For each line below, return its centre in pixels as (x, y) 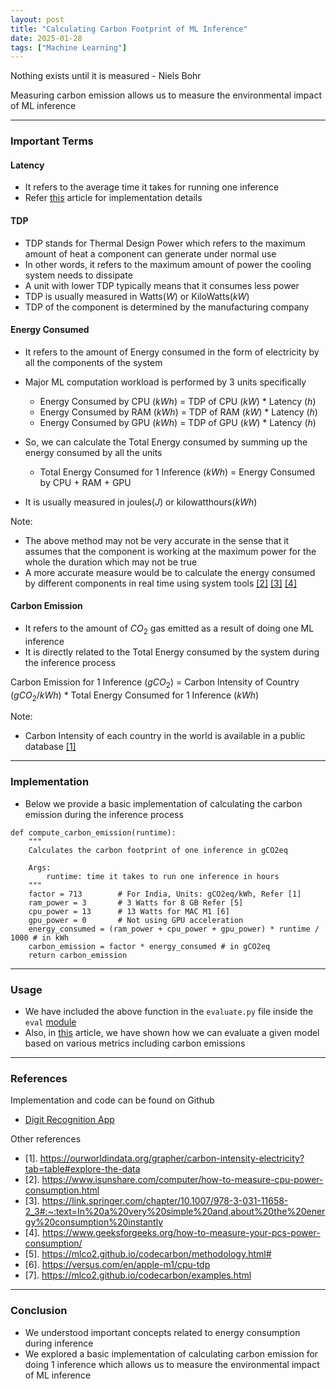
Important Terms (52, 141)
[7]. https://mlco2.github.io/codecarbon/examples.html (138, 1275)
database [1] (50, 747)
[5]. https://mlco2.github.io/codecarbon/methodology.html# (148, 1254)
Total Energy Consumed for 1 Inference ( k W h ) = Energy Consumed (177, 472)
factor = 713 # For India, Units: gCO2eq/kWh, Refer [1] (165, 894)
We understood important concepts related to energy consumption (162, 1332)
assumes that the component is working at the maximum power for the (170, 551)
